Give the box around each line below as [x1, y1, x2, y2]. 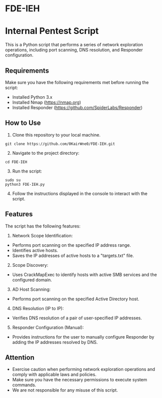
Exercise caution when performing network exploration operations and [12, 367, 156, 372]
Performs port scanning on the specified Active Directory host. [12, 296, 139, 302]
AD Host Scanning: [12, 286, 51, 292]
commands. [12, 382, 36, 388]
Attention [5, 353, 34, 362]
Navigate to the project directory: [12, 150, 80, 156]
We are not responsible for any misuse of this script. [12, 387, 118, 393]
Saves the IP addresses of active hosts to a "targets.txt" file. [12, 253, 134, 258]
